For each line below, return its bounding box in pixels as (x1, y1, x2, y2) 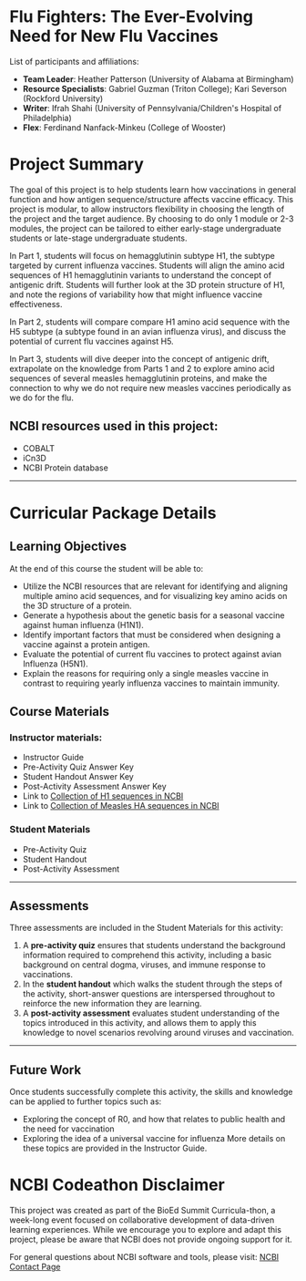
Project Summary (9, 154, 144, 175)
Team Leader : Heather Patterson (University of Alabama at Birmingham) (22, 73, 294, 84)
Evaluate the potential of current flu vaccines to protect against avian (22, 648, 282, 659)
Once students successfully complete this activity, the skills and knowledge (9, 1087, 293, 1098)
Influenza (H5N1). (22, 658, 88, 669)
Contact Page (9, 1261, 61, 1273)
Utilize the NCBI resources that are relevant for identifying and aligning (22, 581, 289, 592)
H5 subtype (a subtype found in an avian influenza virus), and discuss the (9, 325, 287, 336)
